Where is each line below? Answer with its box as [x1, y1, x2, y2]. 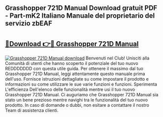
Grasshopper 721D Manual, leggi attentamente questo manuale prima [5, 71, 145, 77]
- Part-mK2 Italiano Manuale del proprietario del [5, 12, 155, 20]
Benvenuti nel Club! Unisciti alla [85, 55, 150, 61]
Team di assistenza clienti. [5, 108, 59, 113]
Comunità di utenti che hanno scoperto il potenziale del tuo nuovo [5, 60, 138, 66]
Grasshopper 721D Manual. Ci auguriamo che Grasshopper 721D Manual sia [5, 92, 159, 97]
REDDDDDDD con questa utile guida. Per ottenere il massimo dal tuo [5, 66, 143, 71]
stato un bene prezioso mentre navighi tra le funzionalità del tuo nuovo [5, 97, 148, 103]
